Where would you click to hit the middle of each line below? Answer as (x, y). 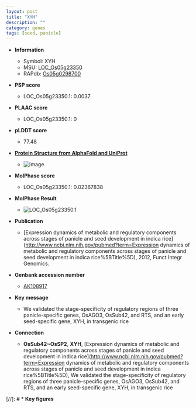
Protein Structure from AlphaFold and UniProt (71, 153)
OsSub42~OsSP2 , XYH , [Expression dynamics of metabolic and (101, 344)
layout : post (22, 11)
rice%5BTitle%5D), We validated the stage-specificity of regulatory (104, 375)
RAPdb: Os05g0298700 (52, 74)
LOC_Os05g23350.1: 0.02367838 (63, 187)
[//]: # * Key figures (30, 399)
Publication (29, 221)
